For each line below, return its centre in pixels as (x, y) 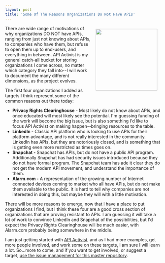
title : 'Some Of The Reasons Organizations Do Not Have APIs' (70, 14)
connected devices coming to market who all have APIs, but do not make (86, 184)
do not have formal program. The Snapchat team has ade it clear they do (86, 163)
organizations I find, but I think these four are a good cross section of (75, 209)
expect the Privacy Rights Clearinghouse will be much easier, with (72, 225)
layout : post (18, 10)
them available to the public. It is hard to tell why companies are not (81, 189)
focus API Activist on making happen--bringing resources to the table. (83, 126)
